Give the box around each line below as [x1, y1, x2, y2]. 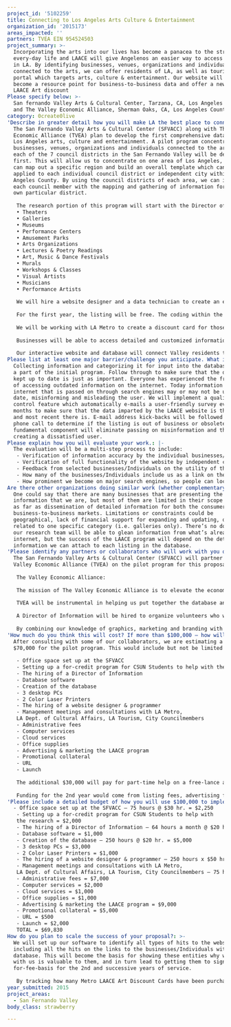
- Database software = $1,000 [16, 830, 103, 837]
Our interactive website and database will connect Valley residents [16, 349, 220, 357]
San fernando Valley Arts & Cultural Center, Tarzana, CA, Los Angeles [13, 100, 223, 107]
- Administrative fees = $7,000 [16, 875, 109, 882]
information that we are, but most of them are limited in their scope [13, 497, 223, 504]
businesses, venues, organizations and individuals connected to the [13, 145, 217, 152]
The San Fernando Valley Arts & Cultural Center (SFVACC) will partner [13, 555, 223, 562]
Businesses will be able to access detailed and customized [16, 337, 192, 344]
